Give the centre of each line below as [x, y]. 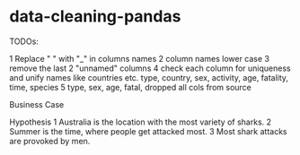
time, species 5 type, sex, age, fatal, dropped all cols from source [130, 87]
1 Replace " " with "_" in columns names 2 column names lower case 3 [139, 58]
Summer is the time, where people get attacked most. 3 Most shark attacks [148, 131]
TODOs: [24, 41]
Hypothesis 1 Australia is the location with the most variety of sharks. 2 [141, 122]
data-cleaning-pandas [95, 17]
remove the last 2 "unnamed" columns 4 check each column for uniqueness [150, 68]
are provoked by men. [50, 141]
